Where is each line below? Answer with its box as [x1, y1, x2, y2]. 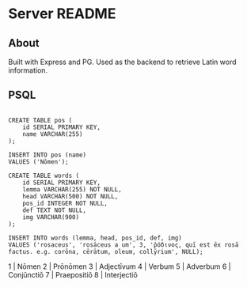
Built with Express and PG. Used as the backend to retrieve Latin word [8, 57, 237, 66]
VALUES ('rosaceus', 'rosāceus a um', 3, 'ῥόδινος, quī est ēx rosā [8, 240, 239, 249]
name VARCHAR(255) [22, 130, 83, 138]
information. [8, 66, 48, 75]
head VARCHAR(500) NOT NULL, [22, 192, 119, 200]
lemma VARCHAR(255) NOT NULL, [22, 185, 123, 194]
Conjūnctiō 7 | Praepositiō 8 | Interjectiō [8, 270, 139, 279]
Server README [8, 5, 116, 23]
